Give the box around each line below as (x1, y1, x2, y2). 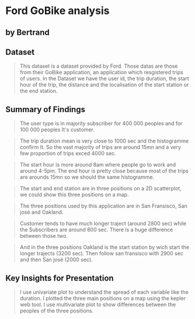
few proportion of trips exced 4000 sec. (19, 150, 116, 157)
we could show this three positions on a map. (19, 191, 129, 198)
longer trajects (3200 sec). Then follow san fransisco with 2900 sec (19, 250, 183, 257)
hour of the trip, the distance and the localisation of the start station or (19, 81, 189, 88)
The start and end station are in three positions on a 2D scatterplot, (19, 185, 182, 192)
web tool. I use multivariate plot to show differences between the (19, 301, 176, 308)
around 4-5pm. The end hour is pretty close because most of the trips (19, 168, 189, 175)
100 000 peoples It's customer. (19, 126, 95, 133)
